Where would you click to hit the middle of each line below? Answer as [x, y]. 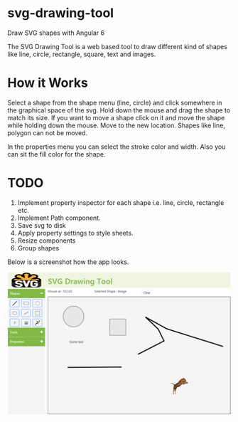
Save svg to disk [42, 225]
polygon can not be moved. [48, 132]
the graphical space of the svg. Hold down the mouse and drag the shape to [119, 110]
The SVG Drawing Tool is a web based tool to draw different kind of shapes [117, 46]
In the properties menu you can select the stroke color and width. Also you [117, 147]
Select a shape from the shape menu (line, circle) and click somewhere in [115, 102]
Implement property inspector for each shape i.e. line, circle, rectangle [121, 202]
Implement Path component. [59, 218]
